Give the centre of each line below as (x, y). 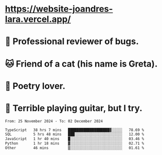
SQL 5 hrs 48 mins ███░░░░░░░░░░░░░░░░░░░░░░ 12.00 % (75, 135)
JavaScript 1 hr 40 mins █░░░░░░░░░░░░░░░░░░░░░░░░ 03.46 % (75, 139)
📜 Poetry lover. (35, 86)
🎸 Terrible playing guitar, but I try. (74, 108)
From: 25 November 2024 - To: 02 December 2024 (54, 121)
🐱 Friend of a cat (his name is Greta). (81, 64)
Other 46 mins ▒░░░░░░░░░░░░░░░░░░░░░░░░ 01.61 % (75, 148)
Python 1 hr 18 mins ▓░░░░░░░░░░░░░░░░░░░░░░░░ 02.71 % (75, 144)
